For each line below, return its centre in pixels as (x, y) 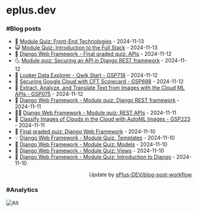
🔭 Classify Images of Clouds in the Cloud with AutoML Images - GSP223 (102, 119)
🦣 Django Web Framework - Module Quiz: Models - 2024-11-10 (91, 144)
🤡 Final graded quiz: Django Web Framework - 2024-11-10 (85, 132)
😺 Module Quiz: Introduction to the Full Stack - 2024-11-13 (86, 48)
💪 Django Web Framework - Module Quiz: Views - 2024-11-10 (89, 151)
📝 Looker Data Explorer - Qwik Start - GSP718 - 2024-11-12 (86, 75)
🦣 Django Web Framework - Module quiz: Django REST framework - (97, 100)
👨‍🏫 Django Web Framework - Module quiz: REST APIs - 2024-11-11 (95, 113)
